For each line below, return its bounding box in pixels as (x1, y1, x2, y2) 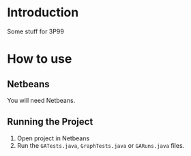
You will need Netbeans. (7, 96, 76, 104)
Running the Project (7, 116, 93, 127)
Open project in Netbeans (16, 134, 90, 142)
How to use (7, 51, 72, 67)
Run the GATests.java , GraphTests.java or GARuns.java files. (16, 141, 185, 149)
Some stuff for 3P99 (7, 27, 65, 35)
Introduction (7, 5, 79, 20)
